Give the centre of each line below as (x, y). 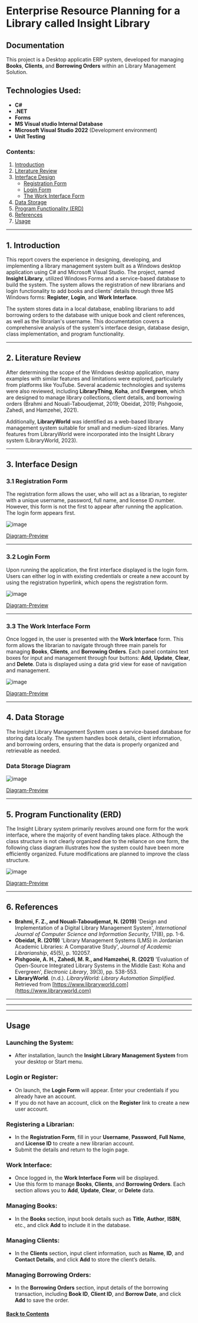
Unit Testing (30, 136)
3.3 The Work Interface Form (48, 626)
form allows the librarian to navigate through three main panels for (86, 646)
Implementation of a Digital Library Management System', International (100, 928)
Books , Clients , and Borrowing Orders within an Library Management (91, 66)
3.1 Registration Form (37, 482)
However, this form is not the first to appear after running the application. (95, 506)
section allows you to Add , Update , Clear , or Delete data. (85, 1190)
